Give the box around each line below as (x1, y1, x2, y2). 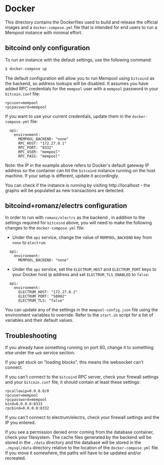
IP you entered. (5, 420, 36, 426)
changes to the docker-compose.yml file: (5, 225, 85, 231)
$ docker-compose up (5, 66, 47, 71)
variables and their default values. (5, 317, 73, 323)
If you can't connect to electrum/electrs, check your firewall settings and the (5, 414, 160, 420)
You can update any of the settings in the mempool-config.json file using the (5, 307, 158, 313)
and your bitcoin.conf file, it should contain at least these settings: (5, 379, 141, 385)
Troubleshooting (5, 332, 57, 340)
